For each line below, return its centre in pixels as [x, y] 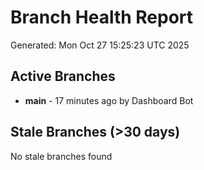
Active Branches [63, 76]
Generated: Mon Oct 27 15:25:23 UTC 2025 [100, 45]
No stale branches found [61, 156]
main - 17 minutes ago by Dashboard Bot [109, 100]
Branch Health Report [102, 17]
